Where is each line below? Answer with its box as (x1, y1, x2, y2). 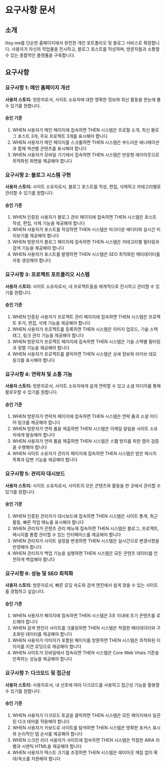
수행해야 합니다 (17, 444, 47, 450)
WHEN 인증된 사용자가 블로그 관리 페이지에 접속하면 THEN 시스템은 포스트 (12, 214, 157, 220)
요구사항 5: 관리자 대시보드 (5, 471, 65, 477)
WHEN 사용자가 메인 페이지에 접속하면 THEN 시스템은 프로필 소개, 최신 (12, 127, 150, 133)
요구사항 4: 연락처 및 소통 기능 (5, 370, 73, 377)
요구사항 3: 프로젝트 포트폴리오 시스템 (5, 271, 90, 278)
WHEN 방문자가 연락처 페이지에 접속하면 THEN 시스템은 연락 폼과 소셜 (12, 413, 149, 419)
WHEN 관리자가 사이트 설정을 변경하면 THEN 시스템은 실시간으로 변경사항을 (12, 537, 160, 543)
